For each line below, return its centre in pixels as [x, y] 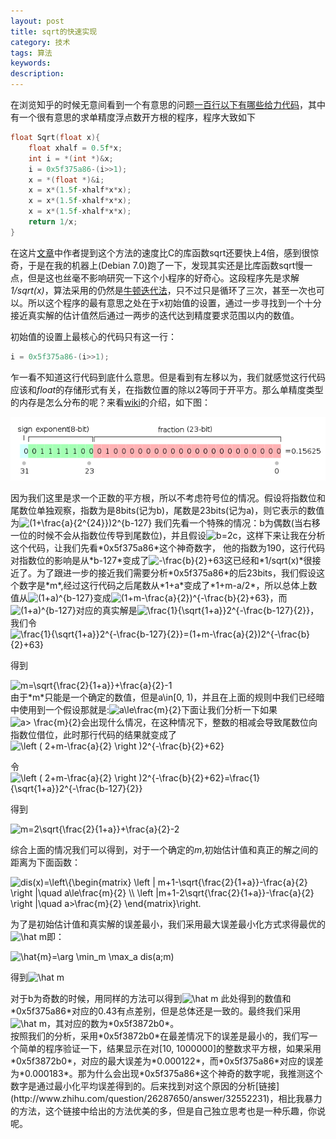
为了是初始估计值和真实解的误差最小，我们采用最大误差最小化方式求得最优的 [168, 924]
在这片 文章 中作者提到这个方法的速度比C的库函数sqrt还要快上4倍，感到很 [160, 252]
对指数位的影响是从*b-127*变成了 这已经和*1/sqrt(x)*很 [161, 560]
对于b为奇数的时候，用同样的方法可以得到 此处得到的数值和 [151, 998]
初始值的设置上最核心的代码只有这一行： [93, 336]
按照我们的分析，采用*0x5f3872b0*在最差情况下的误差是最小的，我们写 [160, 1036]
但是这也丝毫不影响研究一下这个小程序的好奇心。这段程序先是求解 [163, 277]
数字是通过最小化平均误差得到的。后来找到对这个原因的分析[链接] [145, 1086]
